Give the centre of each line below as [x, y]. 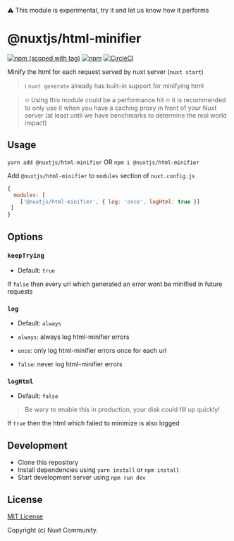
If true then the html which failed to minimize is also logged [93, 423]
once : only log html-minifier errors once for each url [92, 351]
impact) [36, 123]
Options [25, 236]
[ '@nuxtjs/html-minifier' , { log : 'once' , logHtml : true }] [110, 201]
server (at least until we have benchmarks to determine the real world [125, 115]
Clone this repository [48, 462]
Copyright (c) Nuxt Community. [53, 530]
